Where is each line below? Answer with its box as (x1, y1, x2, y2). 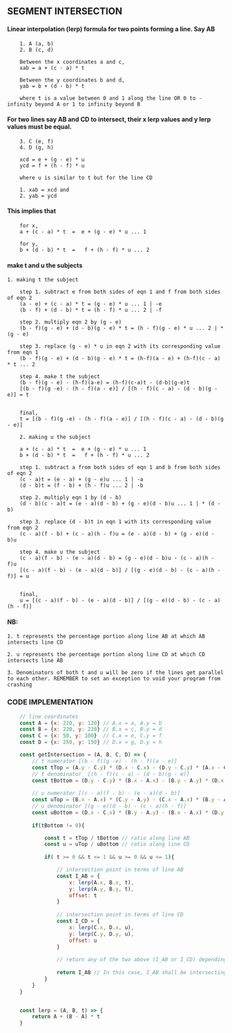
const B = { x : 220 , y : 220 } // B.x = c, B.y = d (19, 726, 162, 733)
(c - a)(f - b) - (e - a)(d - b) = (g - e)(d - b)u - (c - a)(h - (19, 555, 215, 562)
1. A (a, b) (19, 40, 54, 47)
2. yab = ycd (19, 192, 57, 199)
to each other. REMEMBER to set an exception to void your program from (7, 676, 221, 682)
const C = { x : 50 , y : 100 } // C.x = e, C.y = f (19, 732, 162, 739)
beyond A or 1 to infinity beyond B (35, 100, 140, 108)
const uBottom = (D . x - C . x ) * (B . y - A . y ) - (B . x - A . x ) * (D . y (32, 809, 224, 816)
